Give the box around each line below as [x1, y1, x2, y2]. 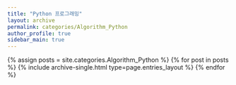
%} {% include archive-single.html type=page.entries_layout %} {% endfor [7, 63, 225, 72]
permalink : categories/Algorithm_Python [7, 23, 129, 30]
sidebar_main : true [7, 37, 65, 44]
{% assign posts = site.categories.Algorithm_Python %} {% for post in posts [7, 55, 229, 64]
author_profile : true [7, 30, 71, 37]
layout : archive [7, 17, 55, 24]
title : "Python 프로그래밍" [7, 10, 83, 18]
